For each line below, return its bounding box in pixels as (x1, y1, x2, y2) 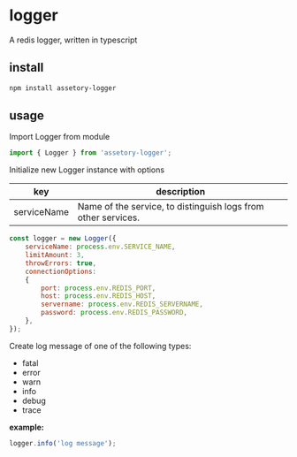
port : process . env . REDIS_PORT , (41, 284, 156, 293)
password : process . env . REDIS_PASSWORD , (41, 308, 188, 317)
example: (9, 422, 44, 432)
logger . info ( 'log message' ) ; (9, 438, 117, 447)
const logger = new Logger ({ (9, 234, 117, 243)
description (156, 186, 206, 198)
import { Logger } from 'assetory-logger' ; (9, 149, 172, 157)
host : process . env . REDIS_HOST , (41, 292, 156, 301)
